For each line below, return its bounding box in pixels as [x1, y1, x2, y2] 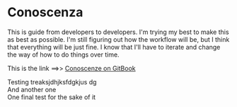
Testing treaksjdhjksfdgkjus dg [7, 77, 97, 86]
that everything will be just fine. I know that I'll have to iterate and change [7, 43, 221, 51]
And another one [7, 85, 57, 94]
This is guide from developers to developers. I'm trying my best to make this [7, 28, 229, 36]
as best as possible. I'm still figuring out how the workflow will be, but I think [7, 35, 230, 43]
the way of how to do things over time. [7, 50, 120, 59]
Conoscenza [7, 4, 83, 21]
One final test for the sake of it [7, 93, 96, 101]
